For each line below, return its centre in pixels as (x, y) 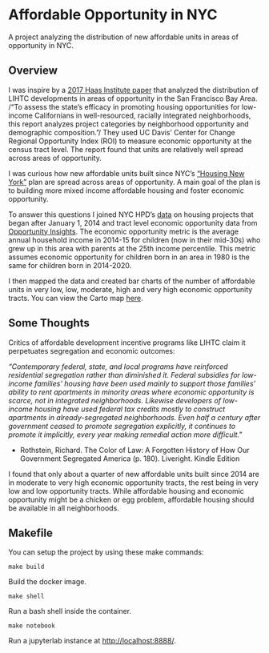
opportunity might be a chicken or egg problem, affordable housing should (131, 499)
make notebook (32, 626)
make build (26, 567)
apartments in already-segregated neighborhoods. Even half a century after (134, 417)
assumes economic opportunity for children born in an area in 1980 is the (129, 257)
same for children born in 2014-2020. (70, 265)
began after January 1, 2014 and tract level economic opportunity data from (133, 222)
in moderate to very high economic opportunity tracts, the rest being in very (133, 483)
